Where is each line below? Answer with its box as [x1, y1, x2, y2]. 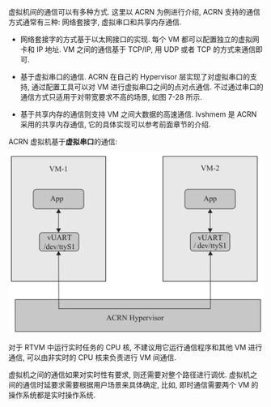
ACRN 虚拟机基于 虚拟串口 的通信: [8, 137, 117, 146]
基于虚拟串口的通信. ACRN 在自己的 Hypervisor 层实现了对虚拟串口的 [19, 72, 251, 81]
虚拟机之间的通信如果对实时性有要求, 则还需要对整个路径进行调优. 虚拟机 [8, 370, 251, 379]
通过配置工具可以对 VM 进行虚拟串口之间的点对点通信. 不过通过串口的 [31, 82, 264, 92]
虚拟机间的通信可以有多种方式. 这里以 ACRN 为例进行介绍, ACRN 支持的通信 [8, 7, 260, 16]
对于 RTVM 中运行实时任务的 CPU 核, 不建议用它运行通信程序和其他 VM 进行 [8, 343, 263, 353]
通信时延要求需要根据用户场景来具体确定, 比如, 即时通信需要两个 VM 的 [22, 380, 259, 390]
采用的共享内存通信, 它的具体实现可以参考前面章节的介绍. [19, 120, 211, 129]
